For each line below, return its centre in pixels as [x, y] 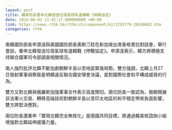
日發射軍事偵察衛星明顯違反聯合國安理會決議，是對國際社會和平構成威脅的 [84, 75]
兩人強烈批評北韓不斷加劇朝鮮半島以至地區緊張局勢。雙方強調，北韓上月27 [84, 68]
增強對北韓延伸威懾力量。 [32, 122]
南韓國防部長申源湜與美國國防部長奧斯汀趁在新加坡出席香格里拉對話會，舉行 [86, 45]
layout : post [19, 10]
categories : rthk [24, 29]
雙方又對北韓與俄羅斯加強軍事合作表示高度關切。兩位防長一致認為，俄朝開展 [86, 92]
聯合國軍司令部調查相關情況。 [41, 58]
